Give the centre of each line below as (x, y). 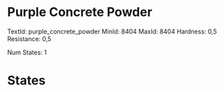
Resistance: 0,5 (29, 38)
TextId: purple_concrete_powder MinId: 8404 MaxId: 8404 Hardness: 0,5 (112, 31)
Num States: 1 (27, 52)
